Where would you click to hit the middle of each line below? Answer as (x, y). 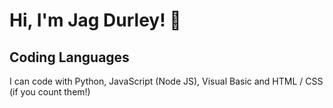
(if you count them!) (50, 92)
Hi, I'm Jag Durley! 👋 (95, 20)
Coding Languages (69, 57)
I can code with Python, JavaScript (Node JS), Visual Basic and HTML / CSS (166, 81)
